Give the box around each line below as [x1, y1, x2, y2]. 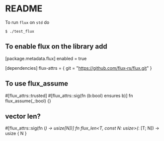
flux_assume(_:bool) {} [5, 97, 51, 104]
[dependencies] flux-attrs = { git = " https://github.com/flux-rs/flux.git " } [5, 65, 153, 71]
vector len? [5, 112, 41, 120]
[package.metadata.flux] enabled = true [5, 55, 87, 61]
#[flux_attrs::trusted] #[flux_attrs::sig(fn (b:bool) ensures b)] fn [5, 93, 133, 98]
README [5, 3, 43, 14]
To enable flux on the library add [5, 43, 108, 51]
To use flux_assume [5, 80, 69, 88]
